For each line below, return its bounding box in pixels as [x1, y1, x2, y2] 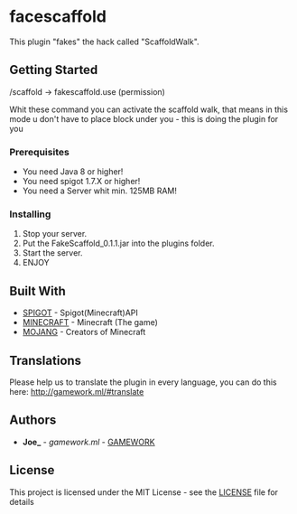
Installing [9, 208, 51, 220]
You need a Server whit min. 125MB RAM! [22, 185, 178, 196]
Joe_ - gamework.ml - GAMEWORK [22, 436, 155, 447]
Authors [9, 413, 57, 428]
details [9, 496, 34, 507]
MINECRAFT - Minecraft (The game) [22, 317, 158, 328]
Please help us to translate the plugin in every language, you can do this [9, 377, 277, 388]
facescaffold [9, 6, 107, 27]
